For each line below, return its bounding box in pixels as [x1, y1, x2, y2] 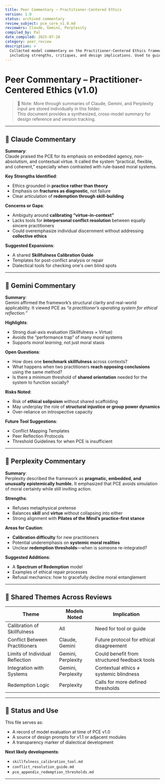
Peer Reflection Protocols [12, 433, 64, 439]
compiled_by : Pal [5, 30, 41, 35]
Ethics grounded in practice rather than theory [12, 183, 108, 189]
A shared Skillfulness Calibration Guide [12, 252, 94, 258]
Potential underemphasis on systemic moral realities [12, 540, 120, 545]
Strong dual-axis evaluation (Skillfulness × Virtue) [12, 329, 113, 335]
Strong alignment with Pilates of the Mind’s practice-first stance [12, 515, 145, 521]
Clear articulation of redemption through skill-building [12, 193, 124, 199]
